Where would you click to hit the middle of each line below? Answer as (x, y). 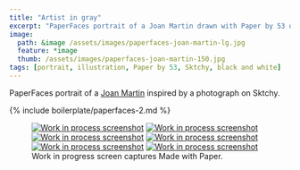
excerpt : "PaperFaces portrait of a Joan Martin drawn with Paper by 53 (147, 26)
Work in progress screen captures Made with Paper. (127, 156)
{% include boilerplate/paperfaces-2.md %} (90, 110)
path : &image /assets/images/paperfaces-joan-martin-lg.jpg (131, 42)
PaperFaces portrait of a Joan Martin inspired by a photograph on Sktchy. (145, 93)
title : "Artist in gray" (55, 17)
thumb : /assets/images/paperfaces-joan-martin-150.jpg (121, 59)
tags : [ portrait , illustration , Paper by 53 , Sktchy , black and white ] (145, 68)
